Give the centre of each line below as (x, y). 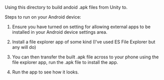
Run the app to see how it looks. (45, 72)
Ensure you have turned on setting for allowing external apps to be (81, 27)
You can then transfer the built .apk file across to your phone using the (85, 57)
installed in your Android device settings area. (60, 32)
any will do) (24, 47)
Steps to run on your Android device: (43, 17)
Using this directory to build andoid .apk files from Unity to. (66, 7)
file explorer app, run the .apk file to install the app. (65, 62)
